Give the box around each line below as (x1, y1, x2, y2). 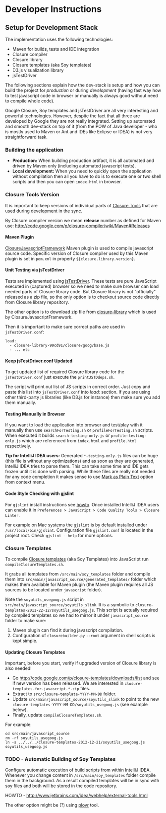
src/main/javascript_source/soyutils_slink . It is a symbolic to (5, 601, 135, 607)
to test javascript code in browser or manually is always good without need (5, 93, 158, 98)
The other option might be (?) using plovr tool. (5, 802, 99, 808)
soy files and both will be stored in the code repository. (5, 783, 117, 789)
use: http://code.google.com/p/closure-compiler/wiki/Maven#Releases (5, 223, 150, 229)
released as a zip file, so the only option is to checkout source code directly (5, 294, 160, 300)
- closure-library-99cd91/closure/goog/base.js (9, 343, 110, 348)
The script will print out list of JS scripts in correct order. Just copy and (5, 384, 151, 390)
